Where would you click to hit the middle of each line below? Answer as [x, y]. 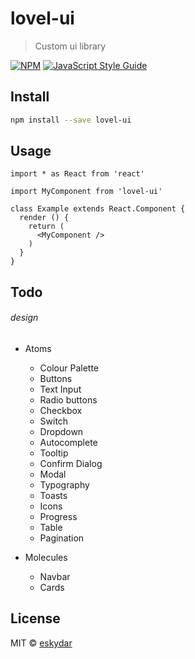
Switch [54, 421]
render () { [44, 218]
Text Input [60, 389]
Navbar [55, 577]
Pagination [62, 538]
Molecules [46, 558]
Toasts [53, 496]
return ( [46, 227]
